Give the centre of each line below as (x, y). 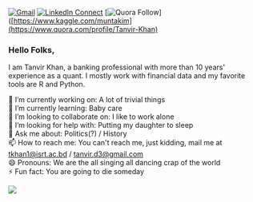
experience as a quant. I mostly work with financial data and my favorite (127, 76)
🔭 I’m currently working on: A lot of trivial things (87, 100)
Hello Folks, (32, 50)
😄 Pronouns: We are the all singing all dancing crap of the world (114, 163)
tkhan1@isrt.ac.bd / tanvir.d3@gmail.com (76, 154)
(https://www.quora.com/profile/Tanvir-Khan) (83, 29)
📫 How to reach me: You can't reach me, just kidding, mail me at (115, 143)
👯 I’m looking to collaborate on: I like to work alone (91, 117)
